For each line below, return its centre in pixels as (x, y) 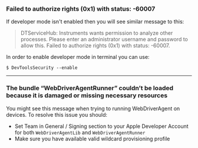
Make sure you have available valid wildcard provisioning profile (92, 139)
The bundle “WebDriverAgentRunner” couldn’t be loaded (90, 88)
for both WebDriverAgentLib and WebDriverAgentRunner (80, 132)
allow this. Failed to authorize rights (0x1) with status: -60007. (95, 45)
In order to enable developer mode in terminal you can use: (78, 57)
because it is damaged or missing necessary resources (87, 96)
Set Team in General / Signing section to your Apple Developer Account (101, 126)
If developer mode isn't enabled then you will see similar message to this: (95, 22)
